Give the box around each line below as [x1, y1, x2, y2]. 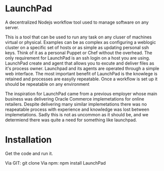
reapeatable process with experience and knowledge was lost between [5, 106, 150, 112]
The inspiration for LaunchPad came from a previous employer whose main [5, 91, 158, 97]
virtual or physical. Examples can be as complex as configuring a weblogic [5, 39, 156, 45]
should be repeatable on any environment [5, 81, 90, 87]
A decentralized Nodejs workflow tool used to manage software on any [5, 19, 149, 25]
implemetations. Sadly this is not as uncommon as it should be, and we [5, 111, 149, 117]
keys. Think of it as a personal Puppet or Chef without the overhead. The [5, 50, 152, 56]
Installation [5, 134, 52, 145]
